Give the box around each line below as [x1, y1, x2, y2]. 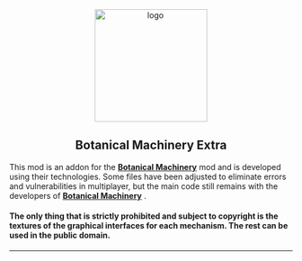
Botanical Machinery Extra [75, 138, 227, 153]
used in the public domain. [9, 229, 111, 241]
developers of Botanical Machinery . [9, 190, 147, 201]
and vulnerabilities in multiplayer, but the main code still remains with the [9, 180, 279, 192]
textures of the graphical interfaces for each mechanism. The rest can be [9, 220, 289, 231]
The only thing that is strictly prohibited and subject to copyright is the [9, 211, 279, 221]
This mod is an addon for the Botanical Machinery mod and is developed [9, 161, 281, 172]
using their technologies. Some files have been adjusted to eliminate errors [9, 171, 287, 182]
